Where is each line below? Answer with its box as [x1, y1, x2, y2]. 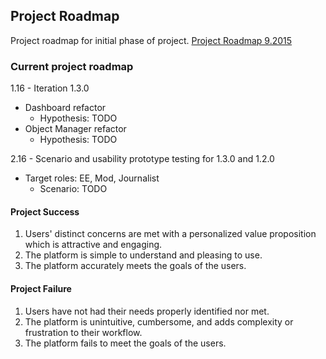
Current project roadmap [10, 59, 134, 73]
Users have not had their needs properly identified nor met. [24, 305, 270, 317]
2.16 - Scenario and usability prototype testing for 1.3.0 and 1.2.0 [10, 153, 275, 165]
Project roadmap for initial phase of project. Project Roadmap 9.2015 [10, 34, 293, 46]
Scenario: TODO [39, 183, 108, 195]
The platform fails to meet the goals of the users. [24, 337, 227, 349]
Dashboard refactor [24, 102, 107, 114]
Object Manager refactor [24, 123, 127, 135]
